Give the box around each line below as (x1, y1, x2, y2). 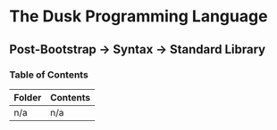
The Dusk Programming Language (9, 6, 268, 27)
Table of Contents (9, 69, 89, 81)
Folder (13, 91, 42, 103)
